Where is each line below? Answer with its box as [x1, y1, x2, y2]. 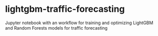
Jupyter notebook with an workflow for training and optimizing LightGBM [5, 20, 154, 26]
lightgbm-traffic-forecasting [5, 3, 125, 15]
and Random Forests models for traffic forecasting [5, 25, 108, 31]
